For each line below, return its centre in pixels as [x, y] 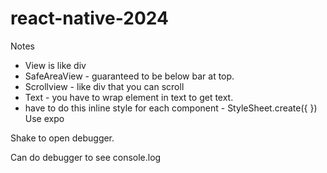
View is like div [55, 65]
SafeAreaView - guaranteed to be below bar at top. [129, 76]
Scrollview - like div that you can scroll [104, 86]
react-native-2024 [89, 18]
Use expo [44, 118]
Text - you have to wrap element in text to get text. [129, 97]
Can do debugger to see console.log [86, 157]
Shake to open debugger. [62, 138]
